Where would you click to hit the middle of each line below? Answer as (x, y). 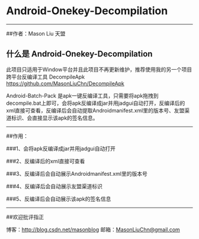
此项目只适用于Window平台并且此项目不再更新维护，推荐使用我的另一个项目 (99, 69)
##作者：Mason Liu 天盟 (36, 33)
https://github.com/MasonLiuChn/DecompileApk (65, 83)
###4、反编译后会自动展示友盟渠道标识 (54, 186)
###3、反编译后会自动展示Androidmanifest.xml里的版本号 (77, 173)
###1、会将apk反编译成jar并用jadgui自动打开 (61, 148)
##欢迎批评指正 (25, 217)
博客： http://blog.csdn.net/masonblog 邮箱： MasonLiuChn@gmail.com (93, 230)
